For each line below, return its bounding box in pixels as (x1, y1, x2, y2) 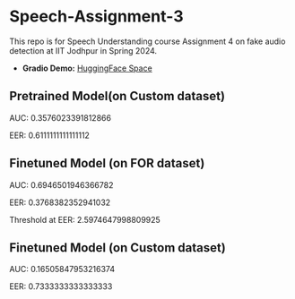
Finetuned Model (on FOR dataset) (9, 156, 205, 171)
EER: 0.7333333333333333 (9, 281, 113, 292)
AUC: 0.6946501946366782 (9, 179, 114, 190)
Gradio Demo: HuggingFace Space (22, 63, 152, 73)
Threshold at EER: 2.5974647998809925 (9, 214, 161, 225)
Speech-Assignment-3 (9, 6, 184, 27)
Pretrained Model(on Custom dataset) (9, 89, 226, 104)
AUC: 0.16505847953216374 (9, 264, 115, 275)
